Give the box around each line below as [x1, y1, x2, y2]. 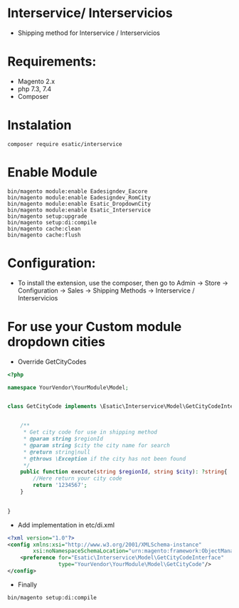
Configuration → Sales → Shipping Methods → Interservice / [17, 286, 195, 295]
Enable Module [7, 164, 97, 180]
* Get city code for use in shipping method [23, 429, 158, 436]
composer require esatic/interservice [7, 140, 122, 147]
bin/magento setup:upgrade [7, 212, 87, 220]
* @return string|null [23, 449, 91, 456]
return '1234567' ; [33, 482, 87, 489]
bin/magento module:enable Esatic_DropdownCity [7, 200, 152, 207]
